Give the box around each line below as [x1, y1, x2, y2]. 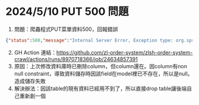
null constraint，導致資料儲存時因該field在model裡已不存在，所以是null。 [14, 70, 193, 77]
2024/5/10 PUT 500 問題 [5, 5, 129, 18]
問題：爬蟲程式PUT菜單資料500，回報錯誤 [14, 26, 118, 33]
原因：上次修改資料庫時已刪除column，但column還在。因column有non [14, 62, 188, 69]
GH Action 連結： [14, 49, 57, 56]
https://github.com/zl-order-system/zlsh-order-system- [56, 49, 193, 56]
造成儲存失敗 [14, 77, 46, 84]
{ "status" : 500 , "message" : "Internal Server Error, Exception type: [5, 37, 173, 43]
